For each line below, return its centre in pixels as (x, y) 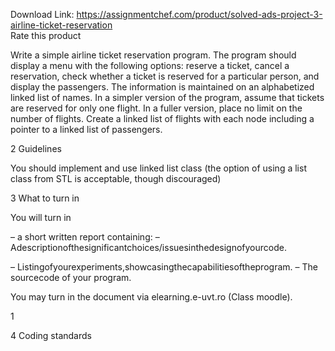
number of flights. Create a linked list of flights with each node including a (162, 118)
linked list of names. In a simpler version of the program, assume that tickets (167, 97)
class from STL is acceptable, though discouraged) (116, 178)
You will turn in (41, 217)
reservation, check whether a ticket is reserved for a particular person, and (165, 76)
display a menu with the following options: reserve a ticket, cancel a (150, 65)
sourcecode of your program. (71, 277)
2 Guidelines (36, 148)
